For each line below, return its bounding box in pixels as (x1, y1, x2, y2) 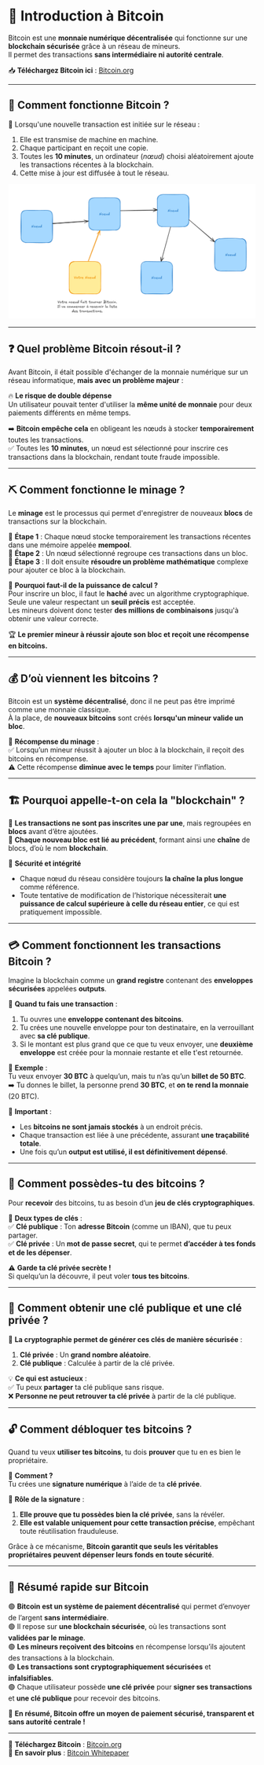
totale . (19, 1138, 42, 1148)
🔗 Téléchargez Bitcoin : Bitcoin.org (8, 1740, 122, 1749)
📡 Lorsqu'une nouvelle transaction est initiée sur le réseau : (8, 120, 200, 129)
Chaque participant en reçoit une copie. (19, 143, 148, 153)
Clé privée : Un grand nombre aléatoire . (19, 1350, 152, 1359)
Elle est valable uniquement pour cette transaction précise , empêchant (19, 1518, 255, 1528)
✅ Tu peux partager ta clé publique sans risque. (8, 1382, 165, 1392)
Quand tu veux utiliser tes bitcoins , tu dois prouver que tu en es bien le (8, 1447, 241, 1457)
